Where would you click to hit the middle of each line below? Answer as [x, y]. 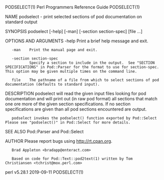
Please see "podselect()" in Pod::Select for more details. [68, 122]
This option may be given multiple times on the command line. [71, 71]
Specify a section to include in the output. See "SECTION [92, 63]
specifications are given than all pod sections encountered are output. [76, 109]
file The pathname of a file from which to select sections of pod [85, 80]
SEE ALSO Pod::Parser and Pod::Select [44, 132]
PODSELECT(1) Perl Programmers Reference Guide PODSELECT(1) [72, 7]
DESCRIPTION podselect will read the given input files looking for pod [76, 93]
